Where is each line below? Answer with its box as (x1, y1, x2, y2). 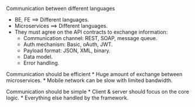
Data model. (23, 53, 53, 60)
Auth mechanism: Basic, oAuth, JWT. (23, 41, 113, 48)
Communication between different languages (6, 5, 115, 12)
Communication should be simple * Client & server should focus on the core (6, 88, 189, 95)
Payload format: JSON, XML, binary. (23, 47, 111, 54)
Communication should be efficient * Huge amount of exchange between (6, 71, 183, 77)
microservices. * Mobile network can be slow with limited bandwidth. (6, 77, 173, 84)
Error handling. (23, 59, 60, 66)
